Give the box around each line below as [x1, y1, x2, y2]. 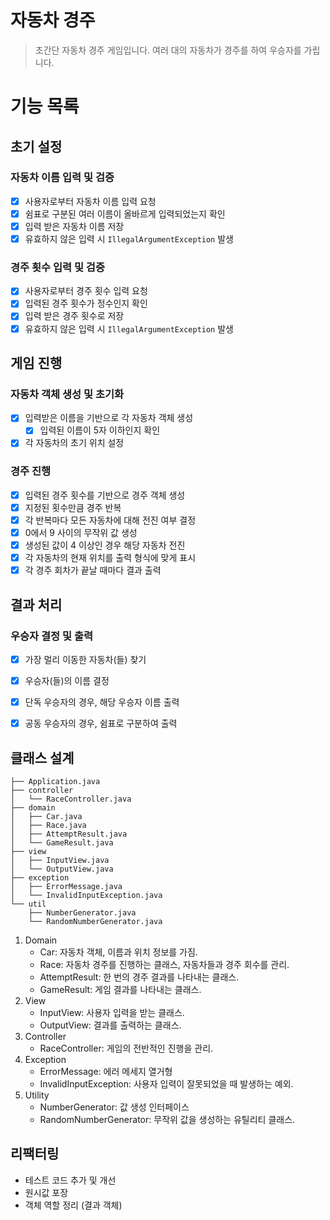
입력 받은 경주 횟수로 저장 [24, 310, 125, 322]
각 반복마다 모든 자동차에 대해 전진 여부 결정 [24, 514, 197, 526]
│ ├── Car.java [10, 811, 83, 821]
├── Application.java [10, 776, 101, 786]
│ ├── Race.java [10, 820, 87, 830]
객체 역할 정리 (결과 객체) [24, 1199, 123, 1211]
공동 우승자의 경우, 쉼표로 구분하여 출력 [24, 717, 178, 730]
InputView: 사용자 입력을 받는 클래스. [39, 1006, 185, 1018]
